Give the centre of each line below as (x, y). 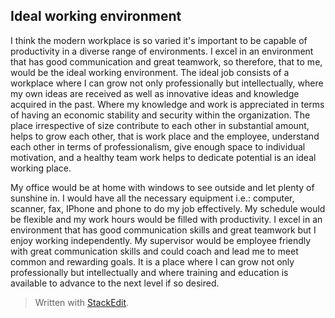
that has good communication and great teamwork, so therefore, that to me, (166, 61)
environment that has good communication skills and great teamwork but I (163, 230)
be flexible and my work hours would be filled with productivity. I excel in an (166, 219)
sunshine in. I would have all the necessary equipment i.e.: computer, (152, 198)
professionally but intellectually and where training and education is (149, 272)
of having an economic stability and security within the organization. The (160, 115)
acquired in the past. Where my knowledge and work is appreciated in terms (167, 104)
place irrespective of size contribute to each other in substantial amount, (160, 125)
